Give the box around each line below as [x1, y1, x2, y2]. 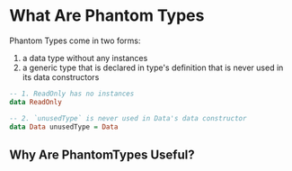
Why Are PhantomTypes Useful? [9, 147, 195, 162]
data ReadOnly [9, 97, 63, 106]
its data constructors [22, 71, 100, 82]
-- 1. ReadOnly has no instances [9, 89, 135, 98]
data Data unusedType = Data [9, 122, 119, 131]
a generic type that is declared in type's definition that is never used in [22, 62, 284, 73]
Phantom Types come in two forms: [9, 35, 141, 46]
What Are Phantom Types [9, 5, 205, 26]
